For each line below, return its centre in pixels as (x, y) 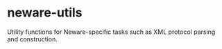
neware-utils (45, 13)
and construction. (32, 39)
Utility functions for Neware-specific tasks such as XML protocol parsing (111, 32)
